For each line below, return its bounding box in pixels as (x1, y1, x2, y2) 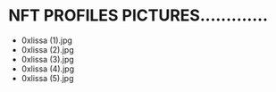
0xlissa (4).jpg (21, 63, 75, 74)
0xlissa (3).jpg (21, 54, 75, 64)
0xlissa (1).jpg (21, 35, 73, 46)
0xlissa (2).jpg (21, 44, 74, 54)
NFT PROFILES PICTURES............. (8, 5, 269, 26)
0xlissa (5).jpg (21, 72, 74, 83)
